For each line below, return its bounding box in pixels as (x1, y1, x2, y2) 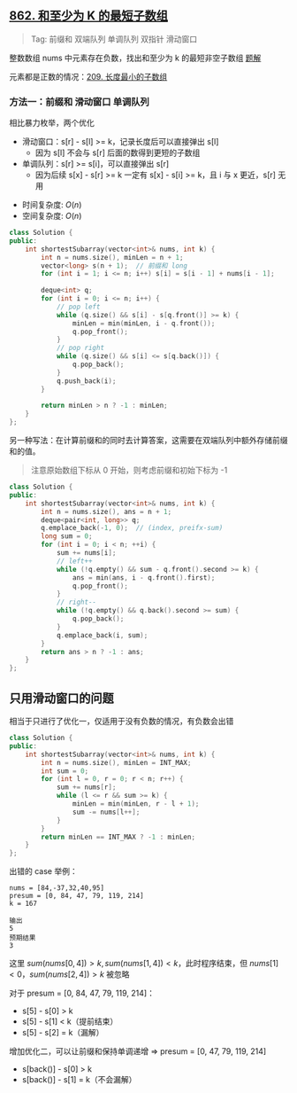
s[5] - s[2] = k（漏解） (21, 1027, 104, 1038)
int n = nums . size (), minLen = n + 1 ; (41, 253, 184, 262)
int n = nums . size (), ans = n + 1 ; (41, 507, 172, 516)
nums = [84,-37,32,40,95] (9, 884, 104, 893)
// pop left (56, 302, 101, 311)
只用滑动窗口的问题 (9, 691, 114, 706)
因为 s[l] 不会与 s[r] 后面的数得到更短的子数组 (34, 147, 201, 158)
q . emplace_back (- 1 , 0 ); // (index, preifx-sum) (41, 524, 224, 533)
